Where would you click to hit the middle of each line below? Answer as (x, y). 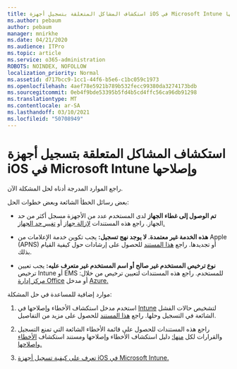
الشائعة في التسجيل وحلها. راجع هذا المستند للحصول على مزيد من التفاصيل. (117, 315)
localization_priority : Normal (53, 73)
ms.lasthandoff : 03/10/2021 (49, 112)
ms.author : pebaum (34, 20)
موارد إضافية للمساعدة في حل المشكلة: (60, 294)
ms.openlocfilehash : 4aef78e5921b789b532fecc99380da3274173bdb (102, 86)
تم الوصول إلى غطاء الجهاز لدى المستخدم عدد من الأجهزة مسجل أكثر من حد (117, 215)
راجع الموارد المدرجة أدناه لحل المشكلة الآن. (65, 188)
